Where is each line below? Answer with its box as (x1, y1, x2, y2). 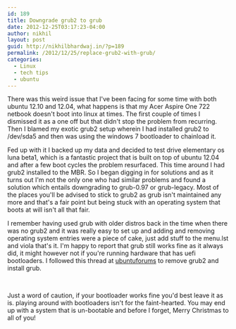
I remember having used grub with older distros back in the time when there (7, 219, 228, 228)
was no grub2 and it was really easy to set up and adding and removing (7, 226, 215, 236)
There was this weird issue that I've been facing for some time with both (7, 95, 217, 103)
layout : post (7, 37, 46, 44)
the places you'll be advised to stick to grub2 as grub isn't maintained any (7, 191, 222, 199)
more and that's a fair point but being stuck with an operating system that (7, 198, 221, 207)
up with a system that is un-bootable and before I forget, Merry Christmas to (7, 307, 229, 315)
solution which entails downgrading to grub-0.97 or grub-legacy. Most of (7, 183, 220, 192)
